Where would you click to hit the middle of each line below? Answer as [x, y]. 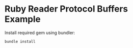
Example [23, 19]
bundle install [20, 41]
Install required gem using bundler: [40, 32]
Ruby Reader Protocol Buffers [66, 9]
